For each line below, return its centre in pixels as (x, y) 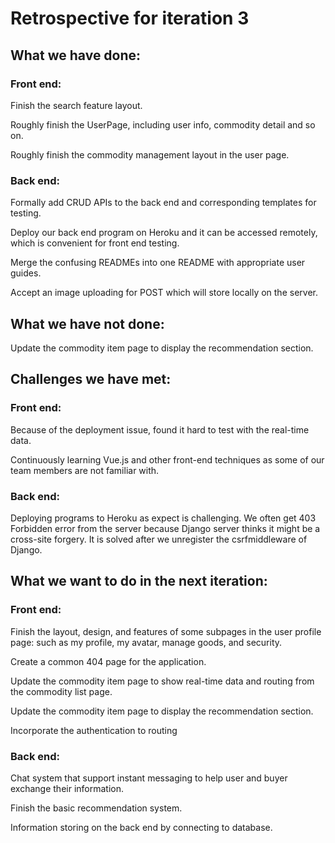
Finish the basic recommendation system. (96, 808)
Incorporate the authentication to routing (94, 730)
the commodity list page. (61, 691)
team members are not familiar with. (85, 470)
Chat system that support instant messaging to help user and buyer (149, 778)
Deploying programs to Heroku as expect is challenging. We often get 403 (163, 518)
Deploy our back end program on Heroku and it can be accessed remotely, (164, 233)
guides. (26, 273)
